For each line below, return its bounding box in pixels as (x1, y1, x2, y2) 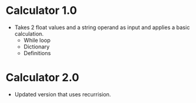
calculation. (14, 30, 44, 37)
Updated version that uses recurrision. (14, 90, 111, 98)
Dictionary (23, 43, 50, 50)
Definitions (23, 49, 51, 56)
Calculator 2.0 (5, 71, 80, 85)
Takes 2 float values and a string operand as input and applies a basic (14, 24, 190, 31)
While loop (23, 36, 51, 44)
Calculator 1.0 (5, 4, 77, 18)
